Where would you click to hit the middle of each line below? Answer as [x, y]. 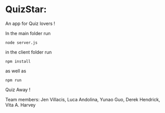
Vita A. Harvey [20, 105]
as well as [16, 71]
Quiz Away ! [18, 90]
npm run [14, 80]
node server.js [22, 43]
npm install [18, 61]
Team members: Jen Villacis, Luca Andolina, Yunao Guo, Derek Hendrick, [83, 99]
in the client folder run [29, 52]
